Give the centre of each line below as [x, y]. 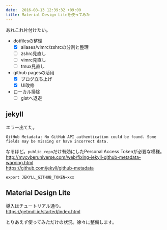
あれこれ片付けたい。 [28, 30]
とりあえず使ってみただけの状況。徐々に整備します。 [61, 222]
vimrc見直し [33, 60]
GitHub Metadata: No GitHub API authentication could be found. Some [81, 137]
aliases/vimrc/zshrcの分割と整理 [55, 47]
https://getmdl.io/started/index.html [43, 211]
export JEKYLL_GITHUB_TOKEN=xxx [40, 177]
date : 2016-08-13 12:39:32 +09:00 [44, 10]
